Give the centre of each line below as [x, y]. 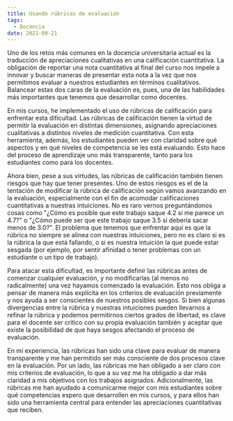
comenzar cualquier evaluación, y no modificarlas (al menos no [98, 278]
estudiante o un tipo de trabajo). [53, 257]
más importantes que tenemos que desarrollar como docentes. [97, 97]
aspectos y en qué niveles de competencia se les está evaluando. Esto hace [116, 148]
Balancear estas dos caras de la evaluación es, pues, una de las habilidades [116, 90]
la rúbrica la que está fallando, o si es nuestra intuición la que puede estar [113, 243]
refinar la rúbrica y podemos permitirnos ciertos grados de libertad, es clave [116, 315]
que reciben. [25, 410]
